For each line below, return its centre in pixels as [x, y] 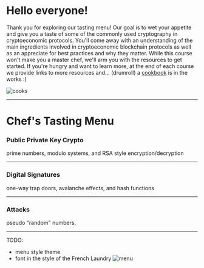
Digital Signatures [33, 175]
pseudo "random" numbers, [41, 223]
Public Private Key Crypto [45, 140]
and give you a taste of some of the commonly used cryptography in [92, 33]
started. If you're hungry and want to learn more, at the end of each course [100, 66]
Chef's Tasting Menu [60, 121]
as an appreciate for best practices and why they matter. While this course [99, 53]
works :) [17, 79]
